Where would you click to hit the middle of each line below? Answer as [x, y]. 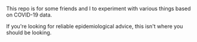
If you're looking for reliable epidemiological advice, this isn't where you [95, 26]
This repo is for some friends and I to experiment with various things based [98, 9]
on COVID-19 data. [29, 15]
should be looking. [29, 33]
